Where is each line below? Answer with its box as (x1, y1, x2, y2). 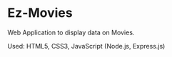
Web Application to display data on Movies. (7, 28, 135, 37)
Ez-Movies (7, 5, 73, 21)
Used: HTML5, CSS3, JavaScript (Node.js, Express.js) (7, 42, 166, 50)
